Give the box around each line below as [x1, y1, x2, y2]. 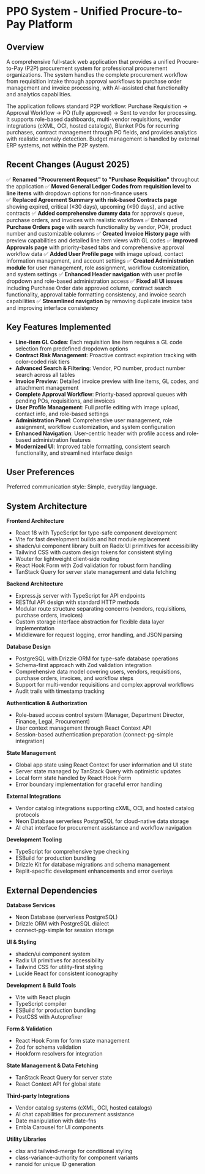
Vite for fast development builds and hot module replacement [15, 536, 170, 543]
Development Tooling [6, 836, 62, 843]
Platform [28, 17, 73, 31]
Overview [6, 42, 45, 52]
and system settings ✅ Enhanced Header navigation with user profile [6, 270, 182, 277]
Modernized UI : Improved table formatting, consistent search [15, 442, 170, 450]
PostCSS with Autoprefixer [15, 1013, 83, 1021]
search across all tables [15, 371, 75, 378]
